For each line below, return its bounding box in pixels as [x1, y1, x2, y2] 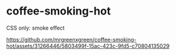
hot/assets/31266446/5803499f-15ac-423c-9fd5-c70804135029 [6, 42, 170, 50]
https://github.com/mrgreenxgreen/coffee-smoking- [6, 36, 137, 43]
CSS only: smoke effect [6, 24, 65, 31]
